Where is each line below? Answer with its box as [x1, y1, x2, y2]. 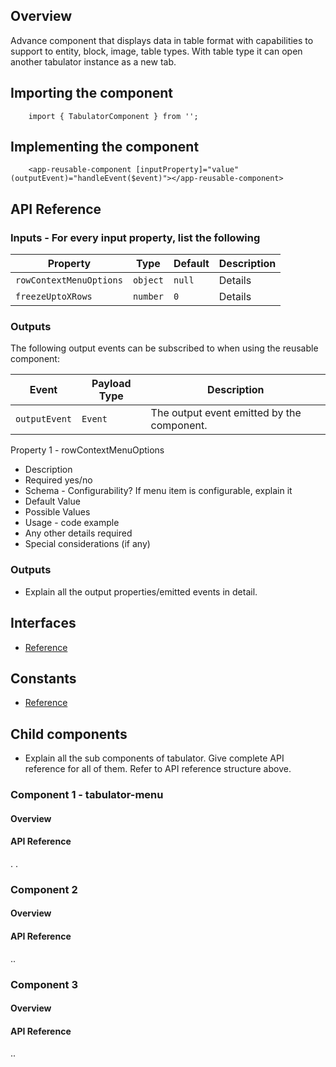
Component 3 [10, 977, 78, 991]
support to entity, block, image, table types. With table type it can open [10, 45, 303, 57]
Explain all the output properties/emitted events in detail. [24, 585, 258, 598]
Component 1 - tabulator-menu [10, 788, 164, 802]
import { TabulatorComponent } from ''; [28, 111, 199, 121]
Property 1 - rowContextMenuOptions [10, 444, 165, 456]
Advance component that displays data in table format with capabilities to [10, 34, 314, 46]
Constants [10, 670, 77, 687]
